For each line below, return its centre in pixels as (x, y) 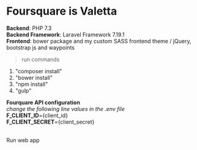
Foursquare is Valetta (62, 11)
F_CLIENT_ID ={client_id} (37, 115)
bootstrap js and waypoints (41, 48)
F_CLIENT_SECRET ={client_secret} (50, 122)
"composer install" (39, 71)
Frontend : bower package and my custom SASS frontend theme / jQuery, (99, 41)
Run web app (23, 140)
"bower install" (34, 77)
